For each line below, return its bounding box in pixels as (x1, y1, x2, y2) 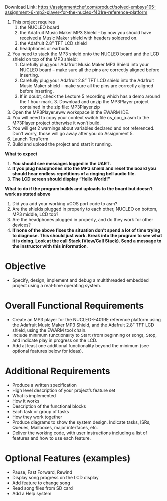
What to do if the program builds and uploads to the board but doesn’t (5, 186, 153, 191)
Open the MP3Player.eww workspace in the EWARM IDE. (12, 109, 130, 115)
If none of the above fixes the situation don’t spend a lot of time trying (12, 227, 161, 233)
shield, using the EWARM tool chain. (12, 327, 87, 333)
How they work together (12, 414, 62, 420)
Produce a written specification (12, 382, 77, 388)
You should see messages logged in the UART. (12, 161, 111, 166)
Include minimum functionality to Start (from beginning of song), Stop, (12, 332, 157, 338)
